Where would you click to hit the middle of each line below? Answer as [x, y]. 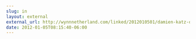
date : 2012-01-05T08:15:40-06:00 [47, 27]
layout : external [27, 17]
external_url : [23, 22]
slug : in [17, 11]
